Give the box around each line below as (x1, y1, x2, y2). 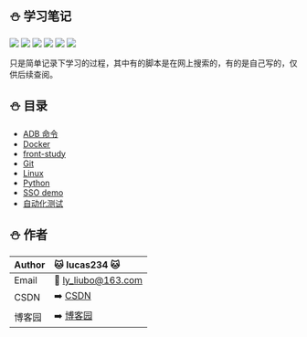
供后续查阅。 (9, 68, 58, 79)
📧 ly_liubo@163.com (54, 274, 143, 287)
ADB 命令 (22, 128, 58, 139)
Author (14, 258, 46, 271)
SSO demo (22, 186, 64, 198)
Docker (22, 138, 51, 149)
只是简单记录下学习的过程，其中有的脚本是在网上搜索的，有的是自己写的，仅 (9, 58, 298, 68)
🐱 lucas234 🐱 (54, 258, 121, 271)
